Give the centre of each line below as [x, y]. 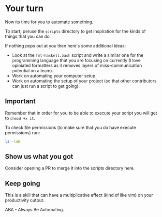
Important [20, 101]
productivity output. [25, 200]
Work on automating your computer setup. [54, 76]
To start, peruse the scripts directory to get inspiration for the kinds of [75, 31]
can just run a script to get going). [46, 86]
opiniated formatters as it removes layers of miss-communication [77, 65]
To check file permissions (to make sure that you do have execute [71, 127]
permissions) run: [22, 132]
